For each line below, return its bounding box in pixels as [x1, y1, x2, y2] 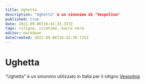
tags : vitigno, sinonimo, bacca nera [5, 26, 84, 31]
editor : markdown [5, 30, 42, 35]
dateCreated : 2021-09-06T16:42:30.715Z [5, 35, 89, 40]
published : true [5, 16, 39, 21]
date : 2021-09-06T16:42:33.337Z [5, 21, 73, 26]
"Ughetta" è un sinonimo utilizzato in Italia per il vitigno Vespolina [5, 73, 140, 79]
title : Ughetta [5, 7, 37, 12]
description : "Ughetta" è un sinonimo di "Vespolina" [5, 12, 120, 17]
